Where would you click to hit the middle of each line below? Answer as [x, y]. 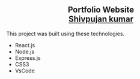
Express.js [28, 58]
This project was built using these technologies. [65, 34]
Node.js [25, 51]
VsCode [25, 71]
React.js [25, 45]
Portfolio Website [101, 10]
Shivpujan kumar [101, 19]
